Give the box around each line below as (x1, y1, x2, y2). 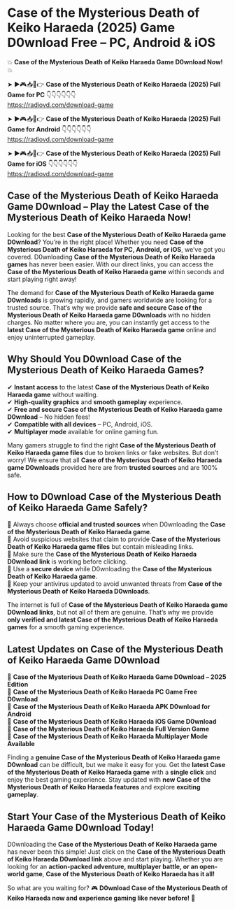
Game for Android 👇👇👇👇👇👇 (7, 124, 92, 134)
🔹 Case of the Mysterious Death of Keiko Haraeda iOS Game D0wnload (7, 717, 217, 726)
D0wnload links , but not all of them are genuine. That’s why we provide (7, 608, 214, 617)
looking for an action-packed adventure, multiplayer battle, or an (7, 862, 199, 871)
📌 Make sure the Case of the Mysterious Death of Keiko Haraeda (7, 550, 197, 559)
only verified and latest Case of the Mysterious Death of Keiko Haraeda (7, 615, 218, 624)
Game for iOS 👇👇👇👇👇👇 (7, 159, 78, 168)
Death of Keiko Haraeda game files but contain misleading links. (7, 543, 194, 551)
